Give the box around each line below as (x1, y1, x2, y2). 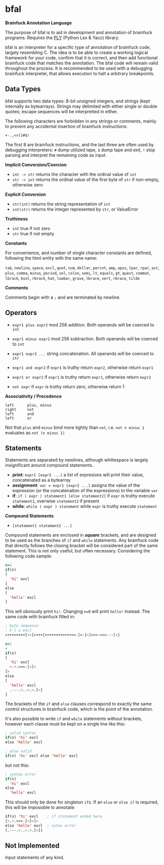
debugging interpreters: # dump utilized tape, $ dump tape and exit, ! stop (5, 147, 155, 153)
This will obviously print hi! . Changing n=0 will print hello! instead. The (5, 608, 150, 614)
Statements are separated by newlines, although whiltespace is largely (5, 457, 149, 463)
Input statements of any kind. (5, 855, 65, 861)
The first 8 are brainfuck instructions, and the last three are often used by (5, 141, 154, 147)
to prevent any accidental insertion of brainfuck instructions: (5, 123, 128, 129)
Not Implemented (5, 842, 60, 850)
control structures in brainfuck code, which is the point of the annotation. (5, 706, 154, 712)
